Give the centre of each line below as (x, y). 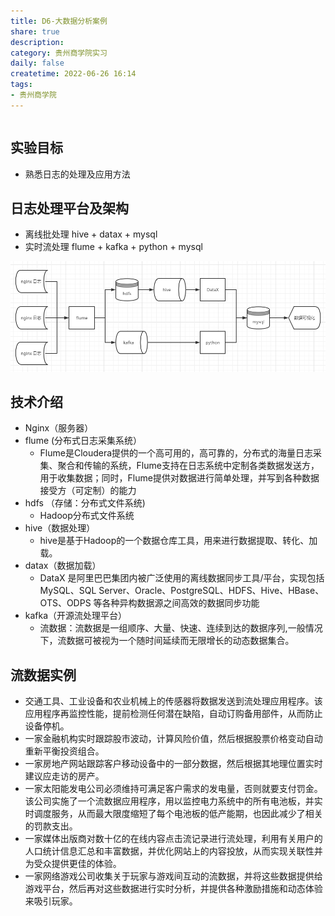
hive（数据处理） (60, 528)
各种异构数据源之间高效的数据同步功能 (180, 603)
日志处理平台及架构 (69, 208)
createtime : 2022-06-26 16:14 (73, 74)
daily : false (37, 63)
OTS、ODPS (65, 603)
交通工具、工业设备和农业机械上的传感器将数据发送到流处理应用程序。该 (173, 701)
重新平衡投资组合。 (64, 751)
